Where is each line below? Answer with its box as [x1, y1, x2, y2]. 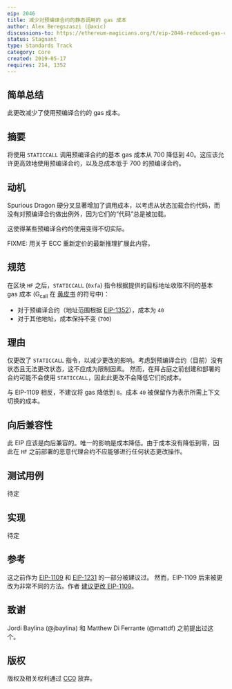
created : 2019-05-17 [7, 55, 67, 62]
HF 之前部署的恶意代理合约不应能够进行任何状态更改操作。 [20, 447, 186, 456]
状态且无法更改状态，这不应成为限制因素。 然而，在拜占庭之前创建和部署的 [7, 365, 221, 373]
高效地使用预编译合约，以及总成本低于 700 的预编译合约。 [19, 159, 185, 168]
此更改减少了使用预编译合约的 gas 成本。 [7, 109, 124, 117]
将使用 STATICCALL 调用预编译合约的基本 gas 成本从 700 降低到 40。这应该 [7, 150, 219, 159]
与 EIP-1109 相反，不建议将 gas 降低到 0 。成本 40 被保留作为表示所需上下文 [7, 388, 220, 397]
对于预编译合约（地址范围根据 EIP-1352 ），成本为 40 [17, 305, 164, 314]
